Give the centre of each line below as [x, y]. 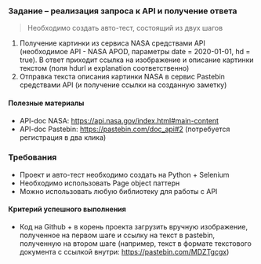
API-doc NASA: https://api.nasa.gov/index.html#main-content [119, 120]
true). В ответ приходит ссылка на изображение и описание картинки [136, 60]
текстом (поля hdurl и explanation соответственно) [104, 68]
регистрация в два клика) [63, 137]
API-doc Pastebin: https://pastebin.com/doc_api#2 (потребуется [125, 129]
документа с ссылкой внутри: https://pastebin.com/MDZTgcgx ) [124, 252]
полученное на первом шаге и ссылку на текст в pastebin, [117, 235]
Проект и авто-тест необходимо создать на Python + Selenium [124, 174]
